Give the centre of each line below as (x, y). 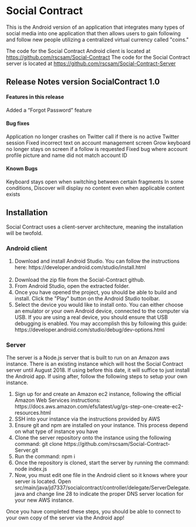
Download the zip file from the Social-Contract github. (80, 280)
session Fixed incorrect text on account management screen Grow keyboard (98, 143)
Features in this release (35, 97)
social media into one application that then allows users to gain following (94, 33)
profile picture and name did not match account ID (67, 155)
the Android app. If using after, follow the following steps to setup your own (97, 377)
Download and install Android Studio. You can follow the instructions (97, 261)
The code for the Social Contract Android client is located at (78, 51)
